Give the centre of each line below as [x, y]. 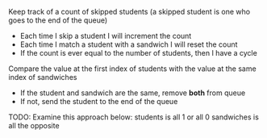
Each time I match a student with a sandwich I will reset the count [129, 44]
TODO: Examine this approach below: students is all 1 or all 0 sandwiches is [134, 117]
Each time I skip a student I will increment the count [106, 36]
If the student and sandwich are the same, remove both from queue [133, 93]
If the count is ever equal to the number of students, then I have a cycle [139, 53]
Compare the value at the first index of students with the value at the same [132, 69]
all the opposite [34, 125]
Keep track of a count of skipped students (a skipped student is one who [129, 12]
